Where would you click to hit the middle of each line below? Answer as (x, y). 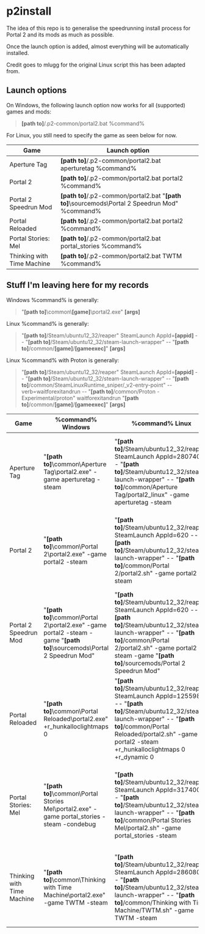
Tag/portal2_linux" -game (152, 494)
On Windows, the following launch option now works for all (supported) (96, 105)
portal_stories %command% (101, 246)
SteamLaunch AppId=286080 (157, 872)
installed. (18, 52)
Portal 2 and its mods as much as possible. (60, 34)
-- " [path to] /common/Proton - (121, 391)
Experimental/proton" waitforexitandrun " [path (80, 398)
